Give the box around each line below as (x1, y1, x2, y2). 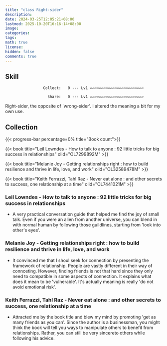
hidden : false (5, 49, 35, 54)
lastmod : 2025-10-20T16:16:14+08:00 (5, 21, 81, 26)
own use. (5, 108, 24, 114)
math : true (5, 40, 28, 45)
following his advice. (12, 335, 55, 341)
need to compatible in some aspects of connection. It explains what (12, 273, 152, 279)
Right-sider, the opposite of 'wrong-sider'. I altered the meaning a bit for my (5, 103, 161, 109)
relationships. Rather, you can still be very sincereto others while (12, 329, 146, 335)
